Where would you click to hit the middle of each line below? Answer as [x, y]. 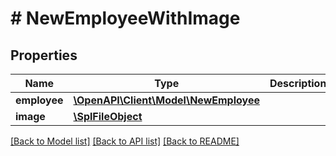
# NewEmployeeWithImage [125, 18]
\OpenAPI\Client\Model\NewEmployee [166, 100]
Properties [44, 55]
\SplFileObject [108, 116]
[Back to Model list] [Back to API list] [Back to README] [125, 141]
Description [298, 83]
